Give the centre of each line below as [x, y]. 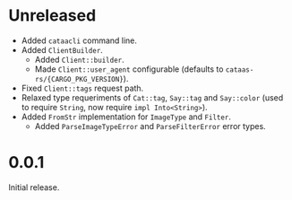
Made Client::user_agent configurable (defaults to [129, 69]
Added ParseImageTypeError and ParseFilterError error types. [150, 126]
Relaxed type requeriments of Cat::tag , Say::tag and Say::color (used [152, 97]
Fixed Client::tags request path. [82, 88]
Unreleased [52, 16]
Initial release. [34, 187]
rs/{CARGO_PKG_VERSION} [79, 79]
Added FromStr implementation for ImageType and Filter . [126, 117]
